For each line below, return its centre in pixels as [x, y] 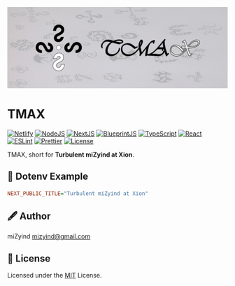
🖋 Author [29, 216]
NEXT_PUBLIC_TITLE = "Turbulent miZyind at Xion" [78, 193]
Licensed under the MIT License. [55, 276]
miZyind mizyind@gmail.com [49, 236]
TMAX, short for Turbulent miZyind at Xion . [71, 155]
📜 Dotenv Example [48, 177]
